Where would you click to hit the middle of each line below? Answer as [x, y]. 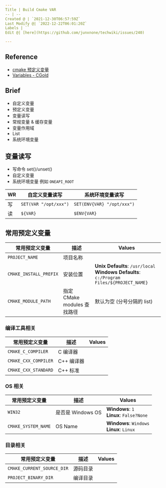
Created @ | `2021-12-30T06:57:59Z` [43, 19]
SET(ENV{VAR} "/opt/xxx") [104, 204]
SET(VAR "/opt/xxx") [45, 204]
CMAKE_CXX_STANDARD [30, 370]
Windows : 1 [120, 409]
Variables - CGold [30, 75]
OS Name [67, 426]
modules [73, 305]
